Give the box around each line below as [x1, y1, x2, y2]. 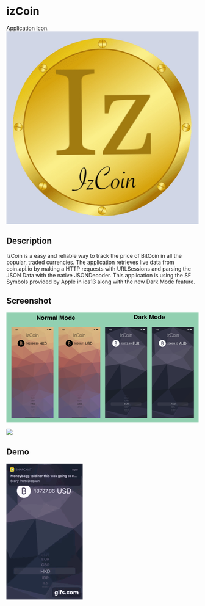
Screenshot [6, 296, 52, 306]
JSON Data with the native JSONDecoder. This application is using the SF [6, 271, 192, 279]
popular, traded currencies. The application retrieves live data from [6, 258, 175, 266]
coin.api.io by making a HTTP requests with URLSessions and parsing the [6, 265, 191, 272]
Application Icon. [6, 24, 49, 32]
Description [6, 236, 52, 246]
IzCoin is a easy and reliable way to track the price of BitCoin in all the [6, 252, 182, 259]
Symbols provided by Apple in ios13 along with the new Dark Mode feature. [6, 278, 195, 285]
